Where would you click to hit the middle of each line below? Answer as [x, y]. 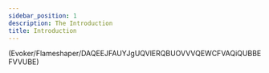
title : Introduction [43, 30]
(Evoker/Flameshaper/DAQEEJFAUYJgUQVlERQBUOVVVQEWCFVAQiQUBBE [135, 54]
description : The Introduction [61, 23]
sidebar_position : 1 [43, 16]
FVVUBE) [24, 62]
